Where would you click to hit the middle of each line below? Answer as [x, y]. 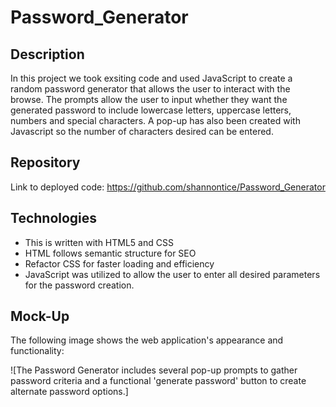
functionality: [37, 351]
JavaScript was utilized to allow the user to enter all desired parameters [172, 274]
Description [47, 54]
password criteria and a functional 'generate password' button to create [158, 381]
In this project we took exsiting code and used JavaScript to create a [151, 78]
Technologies [54, 218]
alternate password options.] [69, 392]
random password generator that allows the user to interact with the [150, 89]
